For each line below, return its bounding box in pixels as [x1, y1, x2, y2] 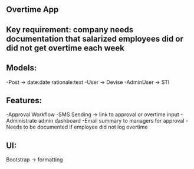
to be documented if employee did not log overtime [23, 123, 148, 131]
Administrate [6, 117, 37, 124]
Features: [6, 95, 42, 105]
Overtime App [6, 5, 59, 15]
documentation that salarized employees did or [6, 33, 184, 43]
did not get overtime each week [6, 43, 125, 53]
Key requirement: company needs [6, 25, 134, 35]
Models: [6, 63, 37, 73]
